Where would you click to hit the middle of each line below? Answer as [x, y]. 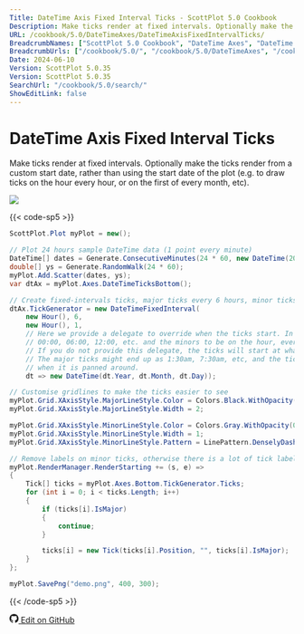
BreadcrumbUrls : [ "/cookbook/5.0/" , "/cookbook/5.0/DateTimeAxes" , [139, 52]
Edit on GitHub [47, 620]
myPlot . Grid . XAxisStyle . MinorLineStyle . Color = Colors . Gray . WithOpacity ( [152, 426]
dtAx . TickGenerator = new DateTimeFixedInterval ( [105, 309]
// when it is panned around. [83, 368]
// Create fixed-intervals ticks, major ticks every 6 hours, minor [141, 300]
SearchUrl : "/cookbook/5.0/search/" [78, 85]
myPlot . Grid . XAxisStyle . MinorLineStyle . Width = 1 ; [107, 434]
